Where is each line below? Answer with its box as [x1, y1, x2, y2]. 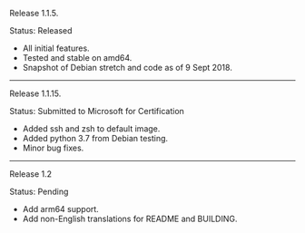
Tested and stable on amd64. [22, 53, 133, 63]
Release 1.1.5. [9, 8, 59, 18]
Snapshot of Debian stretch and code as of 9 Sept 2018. [22, 63, 233, 73]
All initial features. [22, 43, 90, 53]
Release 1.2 [9, 169, 53, 180]
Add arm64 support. [22, 204, 100, 214]
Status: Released [9, 25, 73, 35]
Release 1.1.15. [9, 88, 62, 99]
